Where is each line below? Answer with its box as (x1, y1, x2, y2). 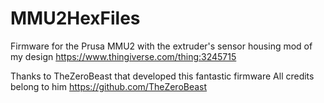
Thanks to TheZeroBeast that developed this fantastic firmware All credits (10, 70, 315, 82)
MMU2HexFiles (10, 7, 141, 30)
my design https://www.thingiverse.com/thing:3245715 (10, 50, 237, 62)
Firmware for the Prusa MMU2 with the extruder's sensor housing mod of (10, 40, 313, 52)
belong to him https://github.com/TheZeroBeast (10, 80, 208, 92)
